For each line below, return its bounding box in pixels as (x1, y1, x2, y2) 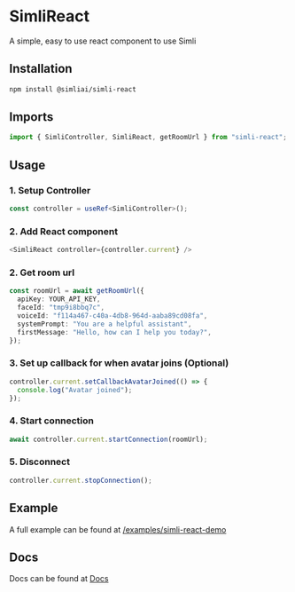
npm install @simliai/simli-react (9, 84, 137, 94)
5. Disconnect (9, 455, 71, 468)
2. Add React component (9, 225, 118, 237)
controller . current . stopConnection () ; (9, 476, 152, 485)
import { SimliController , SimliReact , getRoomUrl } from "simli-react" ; (9, 133, 288, 142)
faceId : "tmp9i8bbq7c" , (17, 304, 105, 312)
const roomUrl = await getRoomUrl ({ (9, 287, 144, 296)
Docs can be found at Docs (9, 573, 109, 584)
